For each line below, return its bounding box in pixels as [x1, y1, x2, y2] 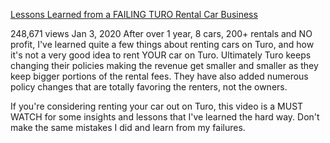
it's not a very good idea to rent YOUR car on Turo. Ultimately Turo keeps [10, 49, 312, 61]
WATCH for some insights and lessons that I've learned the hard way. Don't [10, 111, 320, 123]
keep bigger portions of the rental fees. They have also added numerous [10, 70, 309, 82]
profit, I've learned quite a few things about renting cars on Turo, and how [10, 39, 315, 50]
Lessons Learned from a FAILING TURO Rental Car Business [10, 9, 258, 20]
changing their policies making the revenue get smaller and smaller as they [10, 60, 319, 71]
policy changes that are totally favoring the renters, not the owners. [10, 81, 288, 93]
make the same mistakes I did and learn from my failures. [10, 122, 246, 133]
